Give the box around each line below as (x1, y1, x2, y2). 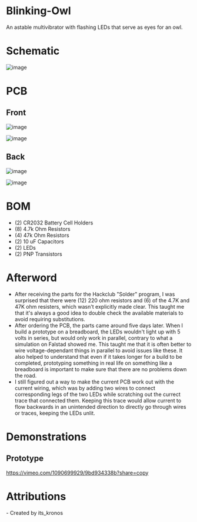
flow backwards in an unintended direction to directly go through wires (14, 403, 186, 410)
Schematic (6, 44, 60, 58)
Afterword (6, 271, 57, 284)
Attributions (6, 490, 66, 503)
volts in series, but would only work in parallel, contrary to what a (14, 334, 173, 341)
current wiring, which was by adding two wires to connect (14, 384, 156, 391)
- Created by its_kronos (6, 509, 64, 516)
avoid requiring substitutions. (14, 315, 85, 322)
